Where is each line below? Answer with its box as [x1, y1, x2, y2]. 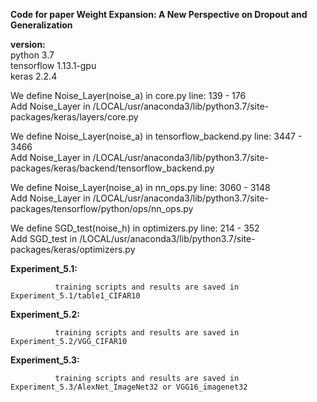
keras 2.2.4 [10, 70, 58, 82]
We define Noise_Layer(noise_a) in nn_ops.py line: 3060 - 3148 [10, 182, 271, 193]
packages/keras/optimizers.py [10, 244, 136, 255]
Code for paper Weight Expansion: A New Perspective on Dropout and [10, 9, 308, 20]
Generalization [10, 19, 73, 31]
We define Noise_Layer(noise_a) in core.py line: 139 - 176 [10, 90, 247, 101]
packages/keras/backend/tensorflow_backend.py [10, 162, 215, 174]
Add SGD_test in [10, 233, 78, 244]
